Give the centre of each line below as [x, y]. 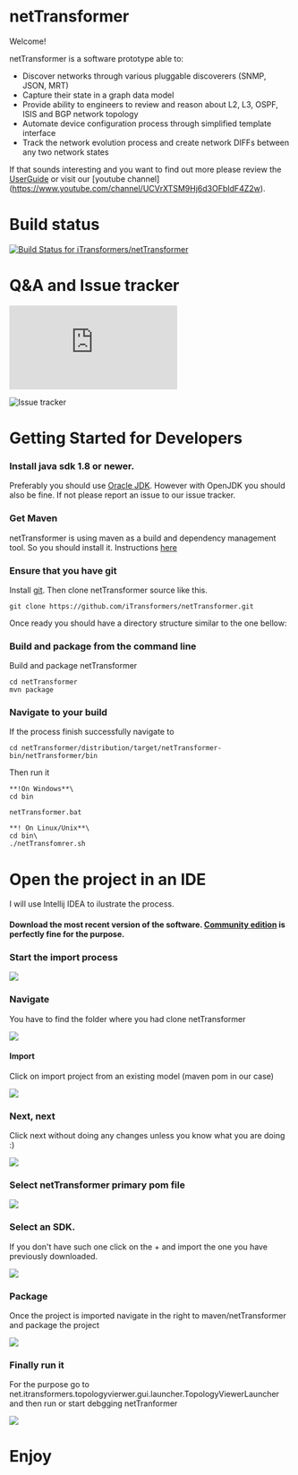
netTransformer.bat [46, 813]
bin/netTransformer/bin [54, 756]
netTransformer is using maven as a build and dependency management [143, 538]
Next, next [32, 1116]
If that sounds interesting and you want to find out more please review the [145, 169]
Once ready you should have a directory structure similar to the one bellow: [148, 623]
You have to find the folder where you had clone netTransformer [128, 1019]
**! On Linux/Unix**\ [50, 828]
